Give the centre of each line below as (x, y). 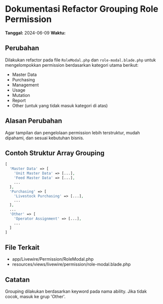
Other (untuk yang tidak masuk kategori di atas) (60, 105)
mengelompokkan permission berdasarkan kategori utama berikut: (72, 65)
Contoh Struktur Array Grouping (55, 153)
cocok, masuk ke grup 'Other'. (35, 296)
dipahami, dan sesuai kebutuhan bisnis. (45, 138)
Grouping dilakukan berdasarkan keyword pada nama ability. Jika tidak (76, 291)
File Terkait (22, 247)
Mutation (21, 95)
